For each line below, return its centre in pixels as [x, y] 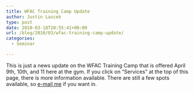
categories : [20, 38]
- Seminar [23, 44]
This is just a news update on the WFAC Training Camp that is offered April [96, 65]
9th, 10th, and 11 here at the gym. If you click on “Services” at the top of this [97, 71]
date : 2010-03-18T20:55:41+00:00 [47, 28]
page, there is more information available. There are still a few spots [88, 78]
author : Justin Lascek [34, 17]
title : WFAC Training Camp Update [48, 11]
